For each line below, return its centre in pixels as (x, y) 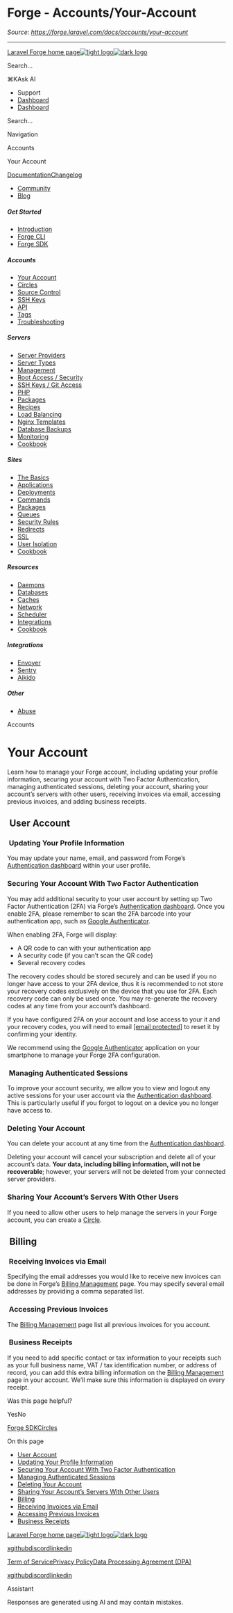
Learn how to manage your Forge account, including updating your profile (113, 772)
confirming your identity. (42, 1034)
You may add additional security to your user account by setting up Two (110, 898)
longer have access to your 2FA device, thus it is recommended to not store (115, 983)
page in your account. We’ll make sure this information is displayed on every (116, 1380)
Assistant (20, 1589)
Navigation (23, 134)
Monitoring (33, 436)
